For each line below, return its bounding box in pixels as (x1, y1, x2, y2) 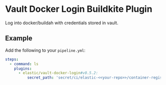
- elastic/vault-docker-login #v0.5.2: (18, 71, 98, 76)
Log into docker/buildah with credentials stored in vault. (5, 20, 119, 26)
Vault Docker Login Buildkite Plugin (5, 3, 153, 15)
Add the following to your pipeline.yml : (5, 47, 85, 53)
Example (5, 34, 33, 42)
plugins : (14, 66, 32, 71)
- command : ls (9, 61, 39, 66)
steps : (5, 57, 19, 62)
